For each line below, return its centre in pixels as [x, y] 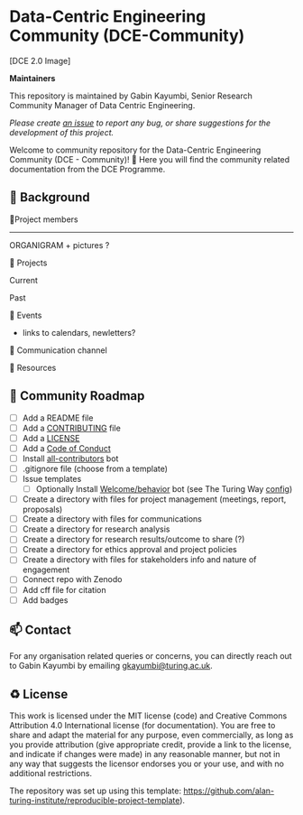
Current [24, 280]
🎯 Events [26, 315]
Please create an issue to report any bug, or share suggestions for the [140, 123]
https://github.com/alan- [229, 791]
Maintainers [32, 78]
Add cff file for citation [64, 589]
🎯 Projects [28, 263]
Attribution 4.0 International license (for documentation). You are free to [142, 726]
